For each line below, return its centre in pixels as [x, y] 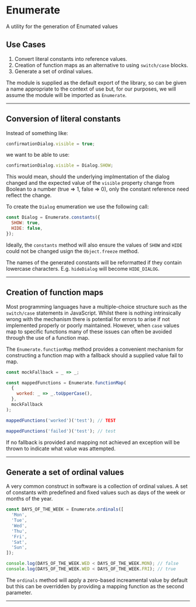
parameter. [19, 592]
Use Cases [26, 45]
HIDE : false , [27, 229]
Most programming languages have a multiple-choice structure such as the [97, 306]
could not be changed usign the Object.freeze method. [73, 251]
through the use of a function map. [48, 337]
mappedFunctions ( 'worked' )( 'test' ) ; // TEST [61, 420]
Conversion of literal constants [63, 119]
